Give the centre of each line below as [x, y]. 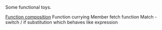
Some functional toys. [28, 7]
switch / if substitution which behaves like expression [62, 22]
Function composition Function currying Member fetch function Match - [81, 17]
